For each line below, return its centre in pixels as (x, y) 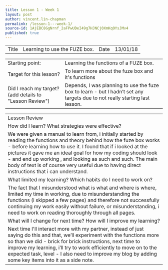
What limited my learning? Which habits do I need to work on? (80, 179)
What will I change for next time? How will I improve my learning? (84, 221)
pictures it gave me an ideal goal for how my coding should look (82, 153)
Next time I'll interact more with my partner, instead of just (76, 229)
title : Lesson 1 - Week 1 (32, 10)
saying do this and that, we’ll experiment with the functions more (83, 235)
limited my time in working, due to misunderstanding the (73, 194)
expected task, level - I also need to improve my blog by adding (82, 254)
